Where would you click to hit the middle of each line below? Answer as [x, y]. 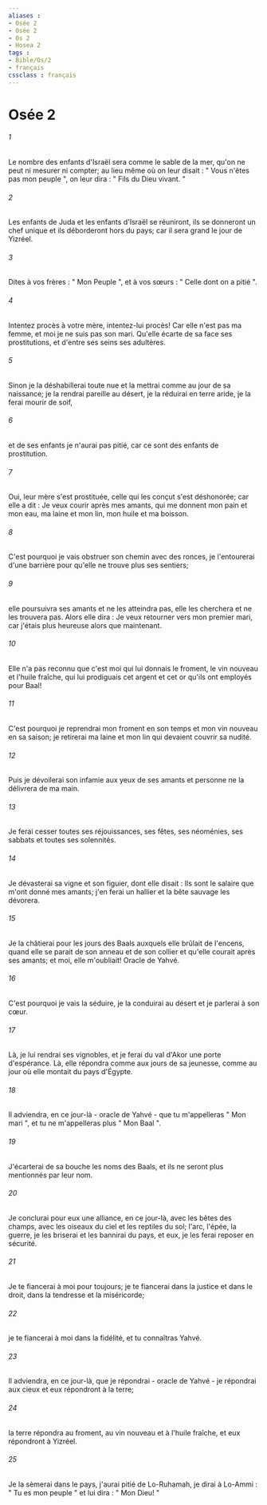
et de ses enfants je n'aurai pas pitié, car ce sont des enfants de [114, 445]
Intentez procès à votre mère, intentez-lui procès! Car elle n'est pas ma [125, 325]
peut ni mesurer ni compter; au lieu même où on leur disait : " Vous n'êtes [129, 171]
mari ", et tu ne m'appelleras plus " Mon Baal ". [84, 1123]
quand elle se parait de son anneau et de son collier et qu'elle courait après [132, 951]
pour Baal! [25, 685]
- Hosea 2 [25, 46]
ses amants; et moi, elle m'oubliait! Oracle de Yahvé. [94, 960]
